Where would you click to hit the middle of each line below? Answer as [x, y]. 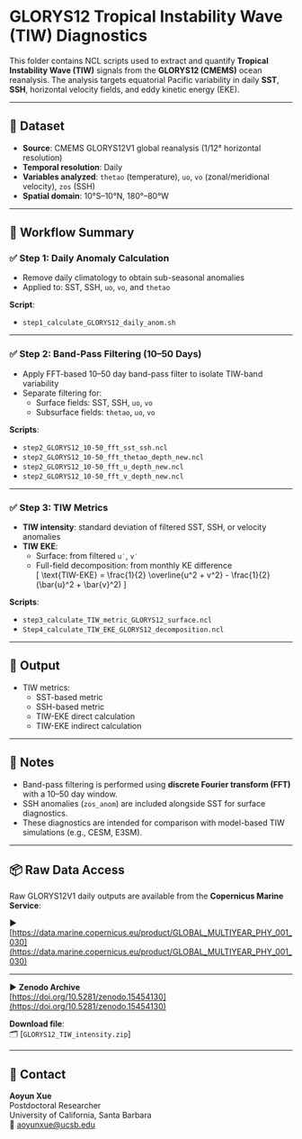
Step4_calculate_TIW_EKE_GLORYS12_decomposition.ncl [123, 630]
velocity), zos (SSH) [59, 186]
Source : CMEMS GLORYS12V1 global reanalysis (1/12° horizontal [142, 148]
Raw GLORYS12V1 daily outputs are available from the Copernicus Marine [147, 896]
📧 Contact [38, 1074]
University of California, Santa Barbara [80, 1116]
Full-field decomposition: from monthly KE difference [134, 566]
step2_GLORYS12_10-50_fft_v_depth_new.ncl [103, 476]
